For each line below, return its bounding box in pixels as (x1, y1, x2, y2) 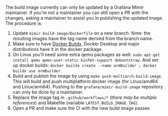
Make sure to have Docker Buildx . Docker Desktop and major (12, 41, 140, 47)
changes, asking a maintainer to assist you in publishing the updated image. (5, 15, 163, 21)
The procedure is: (5, 20, 43, 26)
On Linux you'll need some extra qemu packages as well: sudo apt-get (12, 51, 160, 57)
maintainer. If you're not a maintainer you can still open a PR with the (5, 10, 148, 16)
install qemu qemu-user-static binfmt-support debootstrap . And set (12, 57, 158, 63)
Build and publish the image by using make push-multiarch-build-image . (12, 73, 163, 79)
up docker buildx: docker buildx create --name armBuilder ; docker (12, 63, 157, 68)
